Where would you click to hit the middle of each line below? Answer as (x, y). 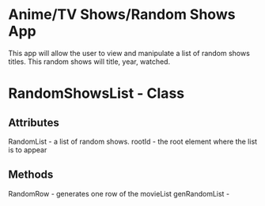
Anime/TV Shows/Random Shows (122, 15)
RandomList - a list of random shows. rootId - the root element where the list (133, 141)
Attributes (34, 123)
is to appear (28, 150)
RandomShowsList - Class (96, 94)
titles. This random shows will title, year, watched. (89, 62)
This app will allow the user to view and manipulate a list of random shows (129, 53)
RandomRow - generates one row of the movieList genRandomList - (119, 193)
